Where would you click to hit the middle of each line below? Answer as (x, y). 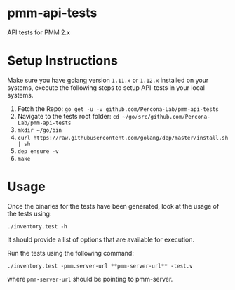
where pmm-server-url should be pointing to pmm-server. (90, 279)
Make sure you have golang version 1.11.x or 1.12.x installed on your (108, 80)
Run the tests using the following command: (71, 253)
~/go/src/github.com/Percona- (166, 117)
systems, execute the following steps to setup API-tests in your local (106, 87)
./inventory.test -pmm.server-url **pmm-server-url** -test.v (100, 266)
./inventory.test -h (38, 226)
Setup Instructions (62, 61)
